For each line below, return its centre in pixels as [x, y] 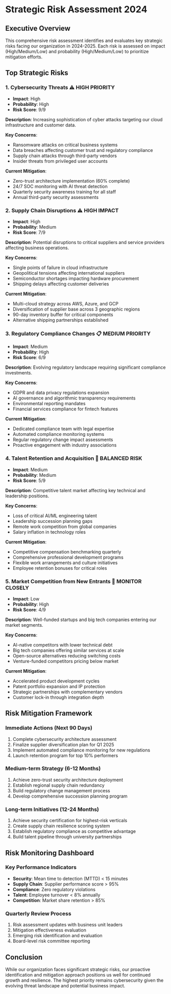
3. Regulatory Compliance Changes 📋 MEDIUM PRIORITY [78, 334]
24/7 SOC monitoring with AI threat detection [60, 186]
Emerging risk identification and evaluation [58, 936]
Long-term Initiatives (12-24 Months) [52, 809]
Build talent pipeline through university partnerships [67, 837]
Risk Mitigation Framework [49, 713]
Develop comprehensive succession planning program [70, 796]
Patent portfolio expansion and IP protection [59, 686]
